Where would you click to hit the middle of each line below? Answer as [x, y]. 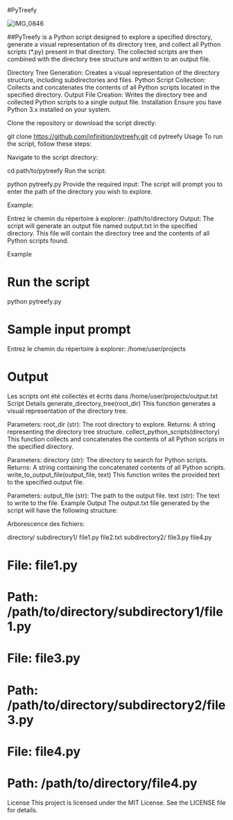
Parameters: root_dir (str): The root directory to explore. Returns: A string [111, 424]
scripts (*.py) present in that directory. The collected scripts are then [105, 52]
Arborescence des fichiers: [46, 523]
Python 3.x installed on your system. [59, 109]
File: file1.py [42, 565]
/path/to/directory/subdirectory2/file [116, 705]
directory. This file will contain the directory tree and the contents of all [109, 233]
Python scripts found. [38, 240]
